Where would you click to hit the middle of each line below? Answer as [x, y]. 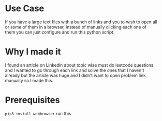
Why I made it [33, 52]
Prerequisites [33, 100]
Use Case [25, 8]
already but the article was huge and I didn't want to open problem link [75, 75]
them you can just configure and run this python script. [60, 32]
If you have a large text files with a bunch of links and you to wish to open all [81, 22]
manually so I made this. [29, 80]
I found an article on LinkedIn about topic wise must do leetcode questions [79, 65]
